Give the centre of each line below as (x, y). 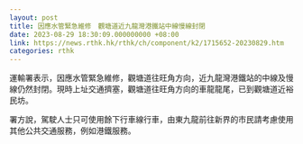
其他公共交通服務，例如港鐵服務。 (73, 130)
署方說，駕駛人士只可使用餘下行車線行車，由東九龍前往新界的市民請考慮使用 (151, 120)
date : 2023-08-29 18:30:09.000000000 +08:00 (94, 34)
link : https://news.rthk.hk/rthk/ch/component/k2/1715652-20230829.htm (147, 43)
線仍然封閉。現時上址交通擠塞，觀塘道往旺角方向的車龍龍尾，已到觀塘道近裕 (151, 89)
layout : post (34, 18)
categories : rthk (42, 51)
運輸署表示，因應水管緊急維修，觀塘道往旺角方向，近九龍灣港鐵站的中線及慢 (151, 78)
